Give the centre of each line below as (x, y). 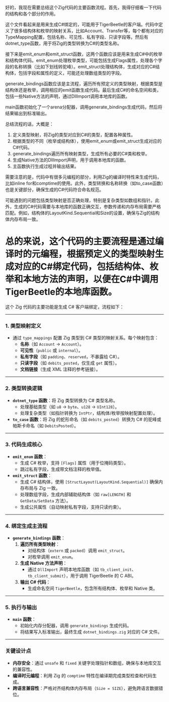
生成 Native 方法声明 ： (44, 563)
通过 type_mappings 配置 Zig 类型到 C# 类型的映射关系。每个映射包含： (86, 338)
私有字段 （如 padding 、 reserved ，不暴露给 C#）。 (71, 357)
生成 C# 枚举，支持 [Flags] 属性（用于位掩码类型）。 (74, 462)
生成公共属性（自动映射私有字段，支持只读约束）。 (72, 507)
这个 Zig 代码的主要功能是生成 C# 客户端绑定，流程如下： (65, 307)
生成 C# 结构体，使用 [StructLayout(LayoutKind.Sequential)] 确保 (89, 482)
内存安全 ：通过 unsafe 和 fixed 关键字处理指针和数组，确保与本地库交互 (87, 663)
